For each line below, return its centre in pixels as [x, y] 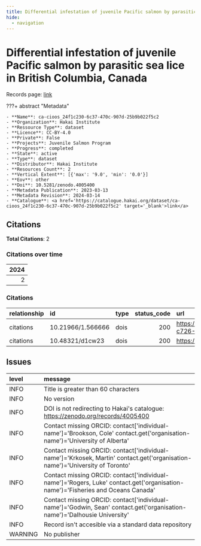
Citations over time [34, 254]
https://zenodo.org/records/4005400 [97, 415]
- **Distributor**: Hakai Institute [52, 164]
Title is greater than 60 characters [92, 389]
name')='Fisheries [69, 490]
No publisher [62, 534]
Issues [19, 362]
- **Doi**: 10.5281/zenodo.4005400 [51, 185]
